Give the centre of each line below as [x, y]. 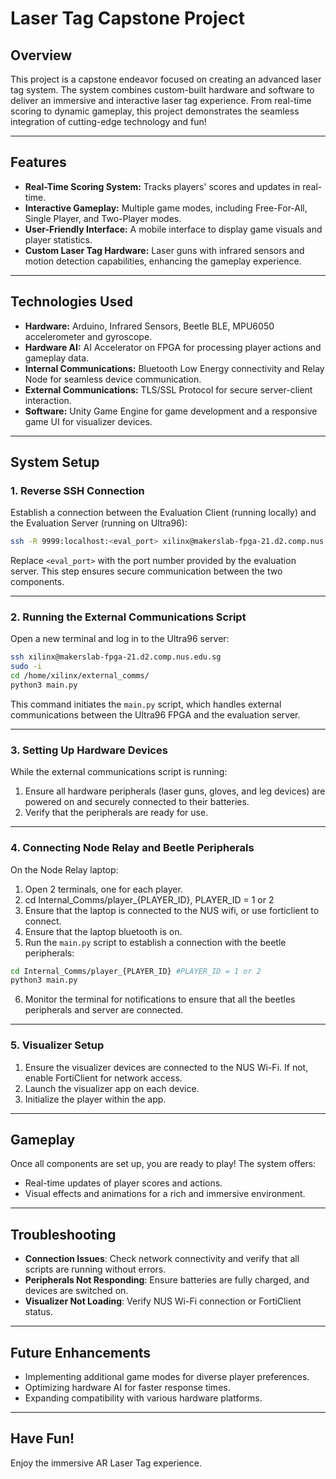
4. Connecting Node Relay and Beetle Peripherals [132, 848]
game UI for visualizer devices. [88, 421]
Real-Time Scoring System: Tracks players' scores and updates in [162, 186]
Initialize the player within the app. [95, 1099]
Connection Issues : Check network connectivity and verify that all [162, 1259]
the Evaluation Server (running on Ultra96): [99, 523]
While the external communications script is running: [119, 772]
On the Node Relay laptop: [64, 869]
